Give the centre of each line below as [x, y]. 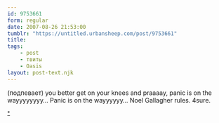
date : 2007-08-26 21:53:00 [47, 27]
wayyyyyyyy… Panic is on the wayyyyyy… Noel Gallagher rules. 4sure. [109, 100]
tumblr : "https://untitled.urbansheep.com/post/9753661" [92, 33]
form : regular [28, 20]
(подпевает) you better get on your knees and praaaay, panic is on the [109, 93]
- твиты [31, 60]
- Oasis [31, 66]
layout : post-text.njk [40, 72]
